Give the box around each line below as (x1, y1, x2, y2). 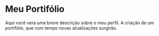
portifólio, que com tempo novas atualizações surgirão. (5, 25, 118, 31)
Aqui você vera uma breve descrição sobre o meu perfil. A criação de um (5, 20, 154, 26)
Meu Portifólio (5, 3, 65, 15)
